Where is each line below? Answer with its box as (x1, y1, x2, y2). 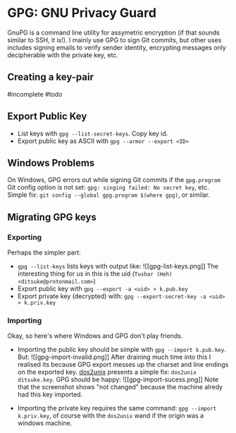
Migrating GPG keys (7, 211, 97, 223)
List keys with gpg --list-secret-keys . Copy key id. (17, 129, 168, 138)
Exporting (7, 232, 42, 242)
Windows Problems (7, 157, 95, 169)
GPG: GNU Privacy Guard (7, 5, 157, 21)
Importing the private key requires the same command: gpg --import (17, 404, 217, 413)
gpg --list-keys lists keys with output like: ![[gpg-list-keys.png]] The (17, 262, 219, 271)
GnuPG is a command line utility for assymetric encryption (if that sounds (7, 28, 220, 37)
